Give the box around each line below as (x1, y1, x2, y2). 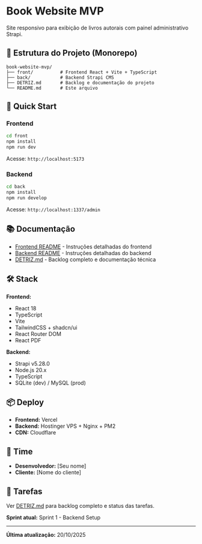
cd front (6, 133, 28, 139)
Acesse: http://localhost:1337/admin (6, 206, 101, 213)
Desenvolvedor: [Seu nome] (14, 462, 87, 470)
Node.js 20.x (14, 366, 47, 374)
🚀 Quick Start (6, 101, 57, 112)
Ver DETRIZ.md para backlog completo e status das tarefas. (6, 502, 155, 510)
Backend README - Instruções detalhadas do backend (14, 249, 151, 256)
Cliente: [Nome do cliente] (14, 469, 81, 476)
